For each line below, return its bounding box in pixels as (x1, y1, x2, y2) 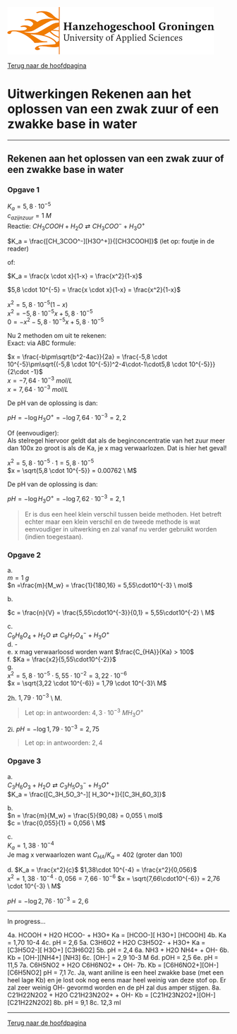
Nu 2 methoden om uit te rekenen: (7, 332, 107, 340)
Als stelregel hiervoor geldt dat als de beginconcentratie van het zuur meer (7, 436, 226, 445)
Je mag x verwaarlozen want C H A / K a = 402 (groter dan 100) (7, 850, 183, 860)
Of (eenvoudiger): (7, 429, 59, 438)
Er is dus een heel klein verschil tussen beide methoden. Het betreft (24, 510, 222, 519)
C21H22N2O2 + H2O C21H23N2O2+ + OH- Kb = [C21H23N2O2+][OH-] (7, 990, 216, 999)
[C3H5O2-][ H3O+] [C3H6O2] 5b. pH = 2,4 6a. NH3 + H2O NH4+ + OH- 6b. (7, 946, 229, 954)
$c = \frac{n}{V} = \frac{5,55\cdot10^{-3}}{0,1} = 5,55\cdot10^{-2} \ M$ (7, 608, 215, 617)
